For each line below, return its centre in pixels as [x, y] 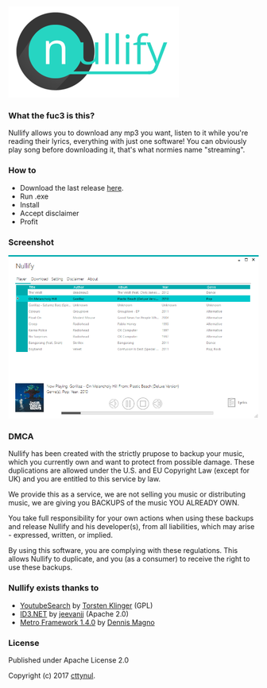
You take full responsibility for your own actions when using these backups [131, 518]
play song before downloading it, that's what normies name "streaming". [127, 150]
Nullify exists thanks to [54, 588]
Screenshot [31, 242]
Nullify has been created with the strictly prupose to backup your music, [126, 454]
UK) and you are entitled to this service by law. [85, 479]
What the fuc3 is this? [52, 115]
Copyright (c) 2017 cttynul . [52, 675]
